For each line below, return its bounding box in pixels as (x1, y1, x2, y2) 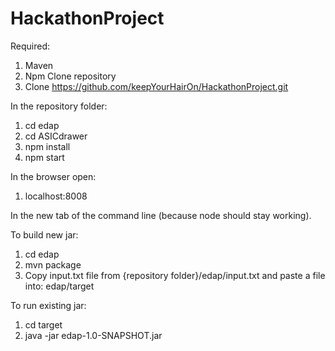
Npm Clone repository (24, 70, 117, 82)
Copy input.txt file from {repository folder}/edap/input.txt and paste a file (24, 269, 326, 281)
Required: (10, 40, 51, 52)
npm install (24, 140, 71, 152)
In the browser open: (10, 170, 97, 182)
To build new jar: (10, 228, 79, 241)
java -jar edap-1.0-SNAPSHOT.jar (24, 329, 163, 341)
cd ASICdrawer (24, 130, 88, 142)
